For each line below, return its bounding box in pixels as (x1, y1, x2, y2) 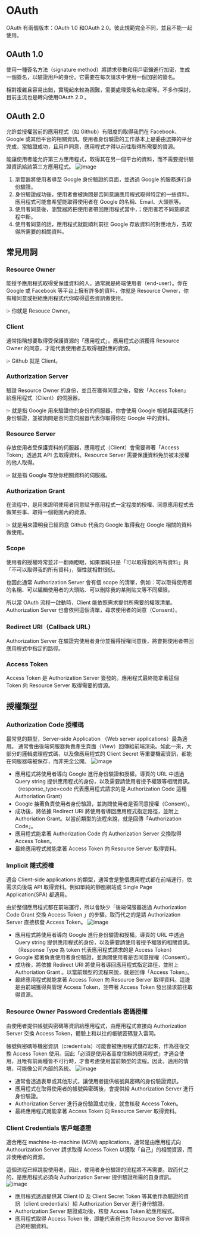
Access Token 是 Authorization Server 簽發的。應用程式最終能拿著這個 (6, 675, 180, 682)
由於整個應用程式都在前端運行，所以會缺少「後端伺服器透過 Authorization (6, 903, 187, 911)
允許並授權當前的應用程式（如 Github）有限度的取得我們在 (6, 128, 149, 135)
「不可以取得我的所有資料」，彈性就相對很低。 (6, 566, 118, 573)
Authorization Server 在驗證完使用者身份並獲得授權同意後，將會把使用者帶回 (6, 638, 194, 645)
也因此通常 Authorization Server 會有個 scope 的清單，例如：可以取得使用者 (6, 578, 193, 586)
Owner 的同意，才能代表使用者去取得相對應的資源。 (6, 344, 134, 351)
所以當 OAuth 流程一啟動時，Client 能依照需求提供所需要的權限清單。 (6, 599, 176, 606)
